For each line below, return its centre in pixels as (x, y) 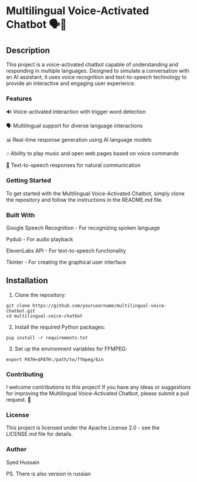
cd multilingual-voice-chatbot (44, 316)
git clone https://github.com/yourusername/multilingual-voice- (86, 306)
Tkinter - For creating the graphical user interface (66, 262)
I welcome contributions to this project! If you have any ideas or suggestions (98, 387)
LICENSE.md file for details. (39, 434)
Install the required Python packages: (60, 327)
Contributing (25, 374)
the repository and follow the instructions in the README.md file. (85, 199)
